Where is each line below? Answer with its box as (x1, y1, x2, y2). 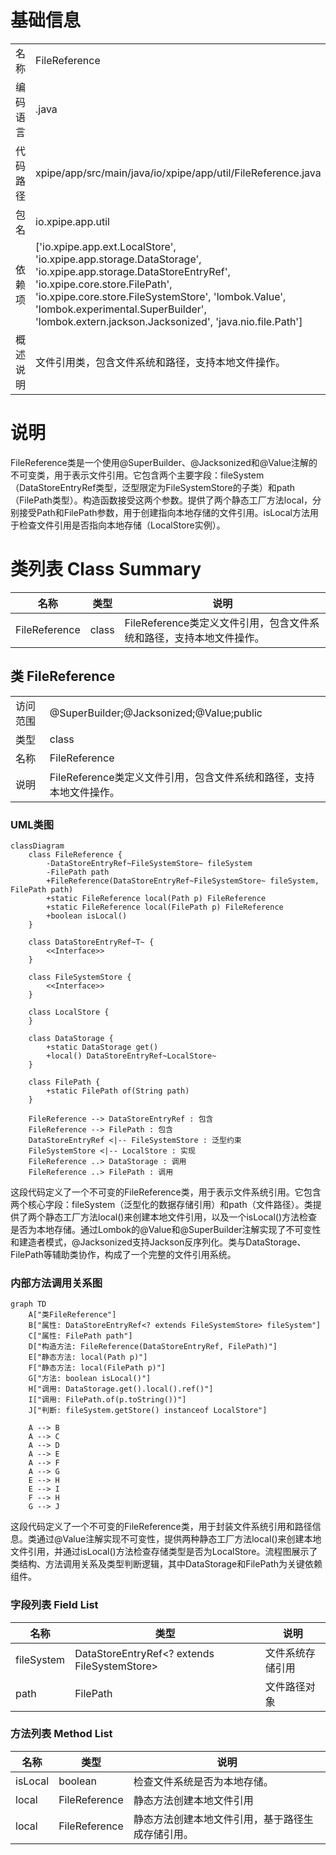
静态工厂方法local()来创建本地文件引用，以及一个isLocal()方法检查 (44, 1211, 318, 1223)
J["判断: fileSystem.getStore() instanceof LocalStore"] (28, 1406, 268, 1416)
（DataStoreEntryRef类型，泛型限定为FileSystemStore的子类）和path (10, 481, 296, 493)
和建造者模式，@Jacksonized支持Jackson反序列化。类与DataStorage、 (10, 1236, 307, 1248)
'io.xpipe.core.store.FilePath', (35, 277, 173, 291)
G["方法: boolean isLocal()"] (28, 1374, 152, 1384)
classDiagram (10, 841, 65, 851)
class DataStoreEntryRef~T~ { (28, 937, 155, 947)
